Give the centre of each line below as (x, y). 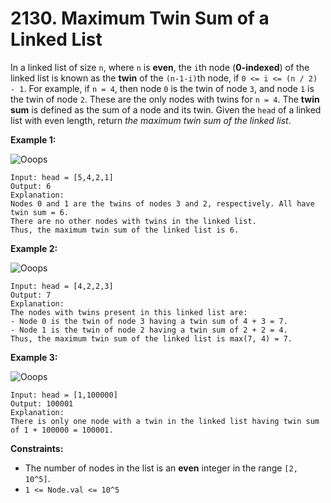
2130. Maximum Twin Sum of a (140, 18)
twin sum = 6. (40, 212)
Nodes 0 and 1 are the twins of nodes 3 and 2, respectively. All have (162, 203)
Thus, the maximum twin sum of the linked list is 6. (125, 230)
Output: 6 (31, 186)
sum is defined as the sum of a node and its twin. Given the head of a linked (166, 109)
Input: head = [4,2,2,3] (62, 286)
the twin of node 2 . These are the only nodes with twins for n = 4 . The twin (165, 99)
